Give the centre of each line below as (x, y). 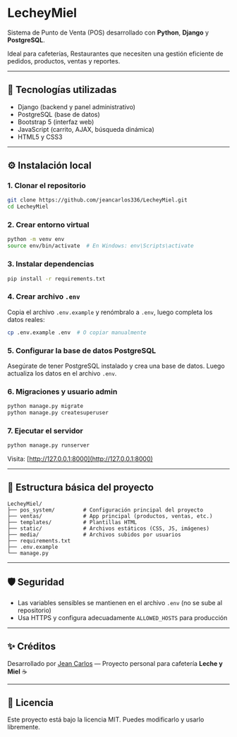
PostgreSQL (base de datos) (59, 114)
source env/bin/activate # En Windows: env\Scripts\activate (101, 246)
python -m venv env (36, 240)
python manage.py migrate (45, 407)
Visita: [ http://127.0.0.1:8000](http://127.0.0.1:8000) (80, 459)
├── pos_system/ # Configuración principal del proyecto (105, 510)
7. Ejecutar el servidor (45, 431)
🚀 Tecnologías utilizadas (62, 90)
